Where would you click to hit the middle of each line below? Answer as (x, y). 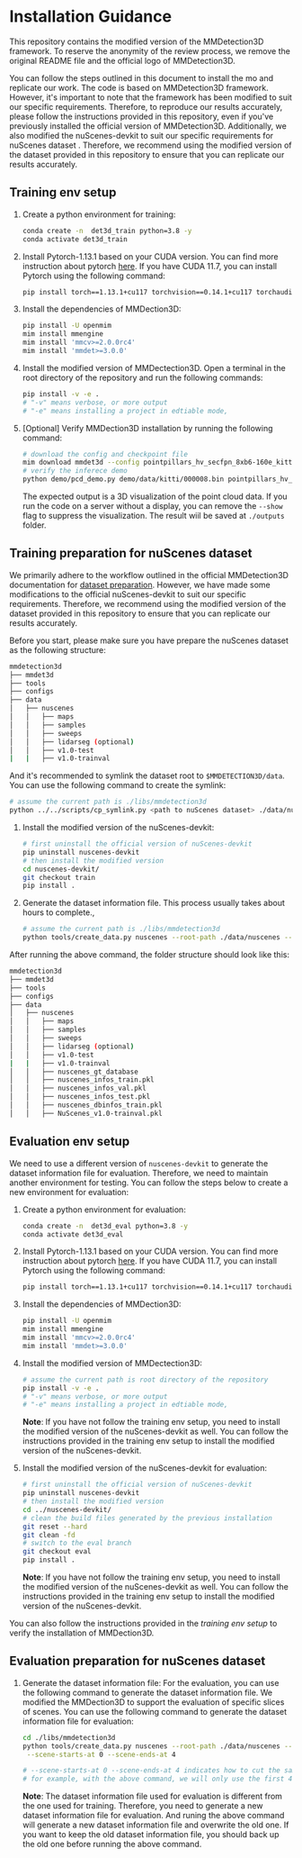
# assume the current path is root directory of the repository (145, 1380)
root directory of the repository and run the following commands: (142, 377)
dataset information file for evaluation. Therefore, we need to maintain (139, 1173)
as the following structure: (58, 649)
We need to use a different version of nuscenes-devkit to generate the (139, 1163)
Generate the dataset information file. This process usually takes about (154, 903)
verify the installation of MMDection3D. (82, 1633)
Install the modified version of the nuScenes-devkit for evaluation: (145, 1468)
